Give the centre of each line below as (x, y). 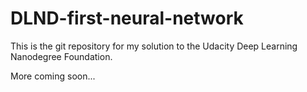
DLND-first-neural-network (127, 18)
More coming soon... (53, 76)
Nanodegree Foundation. (61, 56)
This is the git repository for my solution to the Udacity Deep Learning (154, 46)
